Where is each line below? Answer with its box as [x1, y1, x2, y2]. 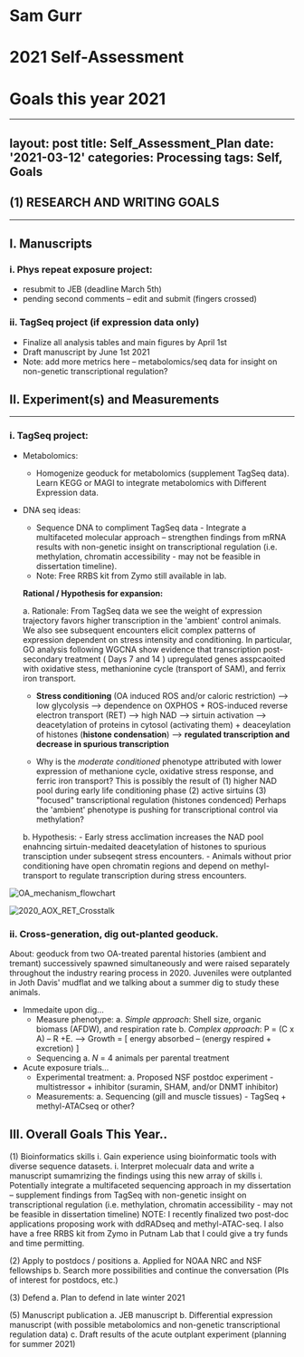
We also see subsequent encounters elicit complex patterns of [22, 625, 256, 635]
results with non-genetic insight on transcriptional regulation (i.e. [35, 541, 278, 552]
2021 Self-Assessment [9, 47, 185, 68]
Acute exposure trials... [22, 1061, 109, 1072]
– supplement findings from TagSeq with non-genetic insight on [9, 1189, 247, 1200]
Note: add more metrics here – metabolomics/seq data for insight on [22, 355, 278, 367]
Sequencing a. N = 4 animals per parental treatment [35, 1052, 230, 1063]
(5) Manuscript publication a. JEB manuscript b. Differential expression [9, 1309, 273, 1320]
